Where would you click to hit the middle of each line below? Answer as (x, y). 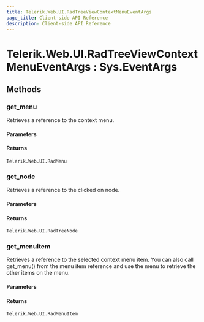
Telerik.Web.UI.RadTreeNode (42, 231)
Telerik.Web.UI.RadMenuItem (42, 314)
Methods (24, 89)
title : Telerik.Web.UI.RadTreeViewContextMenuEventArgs (79, 12)
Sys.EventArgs (138, 67)
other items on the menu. (38, 273)
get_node (21, 177)
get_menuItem (28, 247)
